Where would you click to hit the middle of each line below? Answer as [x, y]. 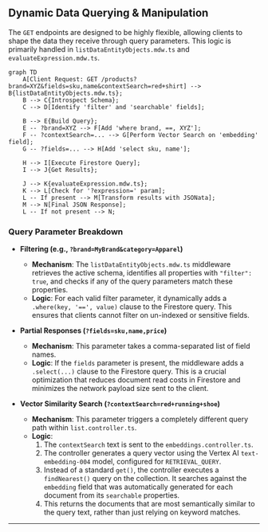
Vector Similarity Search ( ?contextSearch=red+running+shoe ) [120, 404]
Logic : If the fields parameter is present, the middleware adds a [138, 363]
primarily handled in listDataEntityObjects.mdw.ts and [99, 49]
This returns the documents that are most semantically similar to [149, 504]
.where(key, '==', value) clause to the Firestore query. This [132, 307]
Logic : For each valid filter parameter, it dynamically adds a [129, 299]
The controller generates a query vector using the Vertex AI [141, 453]
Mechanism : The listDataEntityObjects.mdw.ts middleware [131, 264]
